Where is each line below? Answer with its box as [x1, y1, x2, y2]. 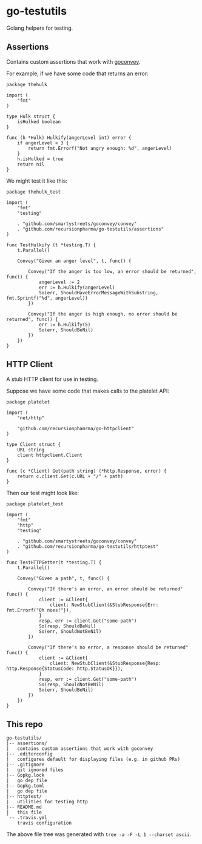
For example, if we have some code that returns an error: [6, 70, 149, 77]
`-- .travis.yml [6, 815, 47, 821]
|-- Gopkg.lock [6, 772, 45, 778]
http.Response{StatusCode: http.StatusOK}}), [6, 666, 123, 672]
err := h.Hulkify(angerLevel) [38, 284, 115, 291]
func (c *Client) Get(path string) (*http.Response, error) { [6, 468, 167, 474]
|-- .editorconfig [6, 751, 53, 757]
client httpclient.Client [17, 452, 83, 458]
